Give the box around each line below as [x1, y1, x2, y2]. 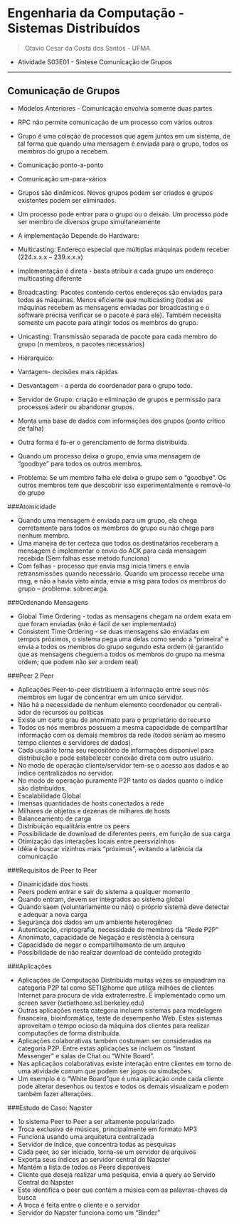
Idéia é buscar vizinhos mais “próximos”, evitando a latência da [17, 844, 203, 853]
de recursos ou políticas [33, 708, 105, 716]
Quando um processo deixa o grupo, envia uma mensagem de [17, 451, 201, 460]
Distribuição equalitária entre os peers [17, 821, 130, 830]
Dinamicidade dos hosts [17, 880, 89, 888]
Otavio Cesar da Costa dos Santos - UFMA [24, 44, 151, 52]
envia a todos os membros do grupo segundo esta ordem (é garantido [17, 642, 224, 651]
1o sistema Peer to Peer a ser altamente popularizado [17, 1117, 174, 1125]
